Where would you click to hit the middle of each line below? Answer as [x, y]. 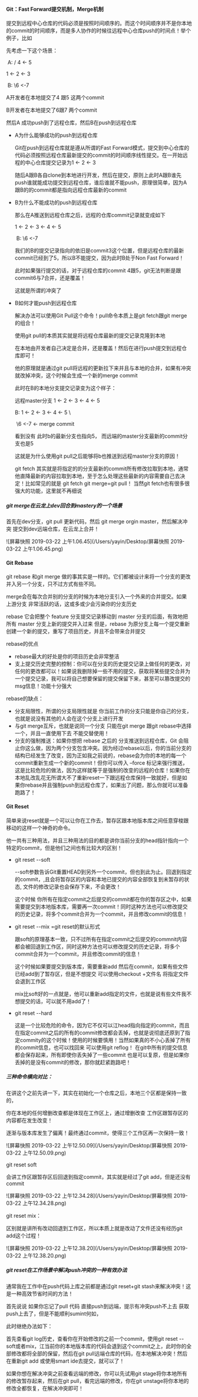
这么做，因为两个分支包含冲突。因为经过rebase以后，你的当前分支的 [108, 748]
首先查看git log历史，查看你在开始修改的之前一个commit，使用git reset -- [95, 1338]
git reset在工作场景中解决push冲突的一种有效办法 [67, 1270]
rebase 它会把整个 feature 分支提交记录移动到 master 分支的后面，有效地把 [97, 617]
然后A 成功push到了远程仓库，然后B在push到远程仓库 [71, 123]
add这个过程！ [24, 1236]
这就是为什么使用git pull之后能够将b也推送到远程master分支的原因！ [97, 456]
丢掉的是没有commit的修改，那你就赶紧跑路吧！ [73, 1062]
